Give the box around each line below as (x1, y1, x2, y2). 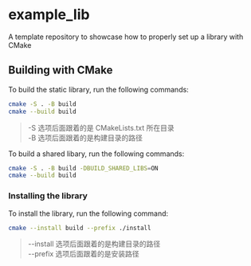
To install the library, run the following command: (8, 209, 169, 218)
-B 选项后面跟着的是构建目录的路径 (27, 133, 143, 143)
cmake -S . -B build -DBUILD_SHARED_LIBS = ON (8, 164, 159, 172)
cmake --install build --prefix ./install (8, 224, 151, 232)
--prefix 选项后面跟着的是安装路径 (27, 249, 139, 259)
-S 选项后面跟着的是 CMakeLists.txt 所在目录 (27, 123, 175, 132)
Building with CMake (8, 64, 113, 77)
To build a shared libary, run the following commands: (8, 149, 185, 158)
